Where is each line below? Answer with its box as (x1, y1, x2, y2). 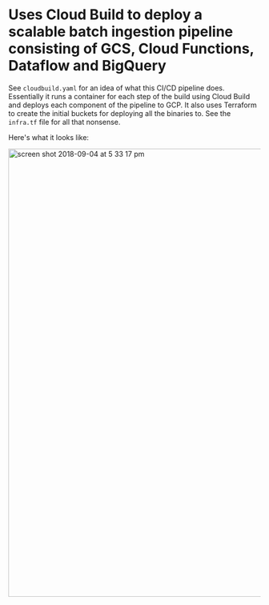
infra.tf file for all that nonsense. (8, 117, 121, 126)
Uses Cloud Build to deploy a (8, 6, 203, 24)
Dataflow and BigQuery (8, 57, 167, 75)
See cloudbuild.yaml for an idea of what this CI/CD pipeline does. (8, 82, 225, 93)
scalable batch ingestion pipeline (8, 22, 234, 41)
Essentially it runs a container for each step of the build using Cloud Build (8, 91, 251, 101)
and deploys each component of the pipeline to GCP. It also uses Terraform (8, 100, 258, 110)
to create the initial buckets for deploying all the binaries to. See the (8, 108, 231, 118)
